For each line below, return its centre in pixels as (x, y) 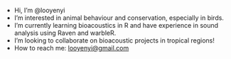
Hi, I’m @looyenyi (39, 10)
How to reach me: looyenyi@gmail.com (71, 48)
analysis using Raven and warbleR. (65, 33)
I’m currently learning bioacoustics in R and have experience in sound (116, 25)
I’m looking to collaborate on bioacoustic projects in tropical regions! (114, 41)
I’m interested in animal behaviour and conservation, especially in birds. (119, 18)
